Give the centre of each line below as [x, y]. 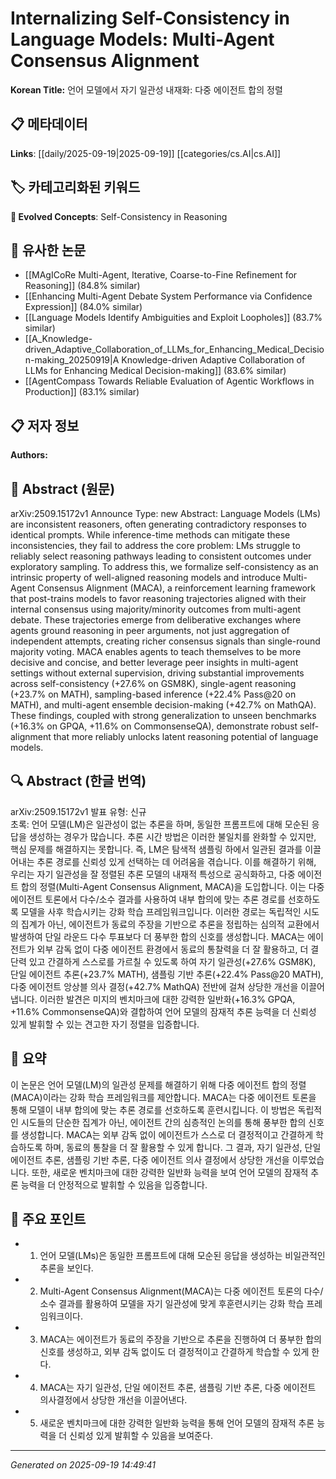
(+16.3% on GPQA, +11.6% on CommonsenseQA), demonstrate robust [154, 726]
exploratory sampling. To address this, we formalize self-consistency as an [164, 566]
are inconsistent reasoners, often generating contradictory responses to [158, 524]
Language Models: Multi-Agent [142, 39]
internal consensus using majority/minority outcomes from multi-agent [156, 609]
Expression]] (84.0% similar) [83, 307]
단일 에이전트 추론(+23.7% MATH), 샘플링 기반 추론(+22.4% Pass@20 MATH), [167, 974]
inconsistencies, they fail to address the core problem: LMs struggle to [155, 545]
